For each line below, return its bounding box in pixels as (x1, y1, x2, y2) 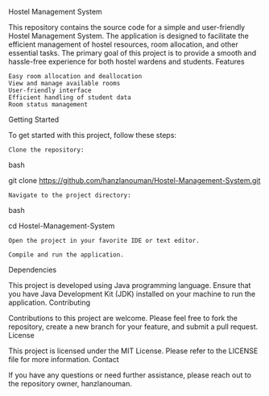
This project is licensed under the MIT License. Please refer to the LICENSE (8, 346, 259, 356)
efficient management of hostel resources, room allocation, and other (8, 40, 239, 49)
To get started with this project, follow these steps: (8, 131, 177, 140)
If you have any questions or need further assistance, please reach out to (8, 370, 252, 380)
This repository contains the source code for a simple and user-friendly (8, 23, 246, 31)
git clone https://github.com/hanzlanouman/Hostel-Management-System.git (8, 176, 261, 185)
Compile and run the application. (8, 251, 125, 259)
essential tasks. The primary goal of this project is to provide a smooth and (8, 48, 257, 57)
